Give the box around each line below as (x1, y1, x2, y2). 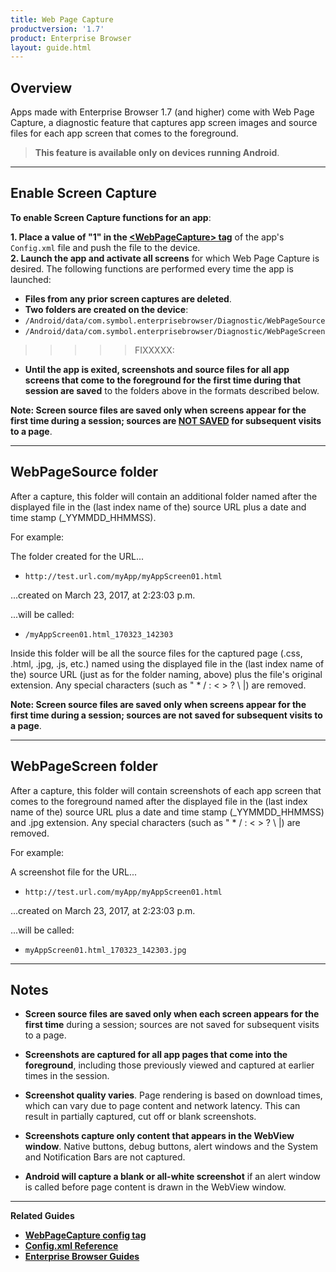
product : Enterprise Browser (10, 33, 132, 43)
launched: (10, 273, 52, 285)
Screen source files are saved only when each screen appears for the (24, 1008, 320, 1020)
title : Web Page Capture (10, 14, 114, 25)
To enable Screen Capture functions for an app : (10, 211, 212, 223)
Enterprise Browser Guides (24, 1251, 140, 1263)
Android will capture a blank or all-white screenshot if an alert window (24, 1171, 322, 1183)
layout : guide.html (10, 42, 92, 53)
